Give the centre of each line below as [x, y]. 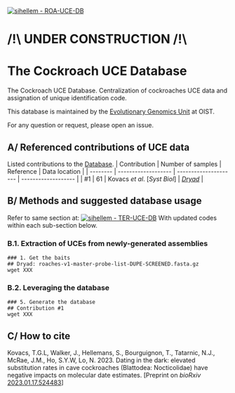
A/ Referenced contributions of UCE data [99, 147]
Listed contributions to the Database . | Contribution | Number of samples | [115, 164]
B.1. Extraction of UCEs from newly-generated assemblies [108, 243]
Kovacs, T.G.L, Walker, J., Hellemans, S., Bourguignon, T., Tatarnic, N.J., [111, 353]
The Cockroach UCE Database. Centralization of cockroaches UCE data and [117, 90]
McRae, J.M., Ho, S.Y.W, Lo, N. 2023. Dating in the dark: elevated [101, 360]
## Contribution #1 [36, 308]
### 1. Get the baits [39, 258]
